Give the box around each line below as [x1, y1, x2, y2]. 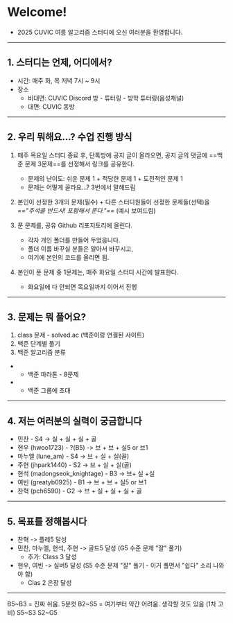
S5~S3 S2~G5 [16, 608, 58, 617]
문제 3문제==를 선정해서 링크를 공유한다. [24, 159, 135, 168]
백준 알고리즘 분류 [17, 348, 66, 357]
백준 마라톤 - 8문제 [27, 370, 79, 378]
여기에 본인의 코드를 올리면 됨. [27, 253, 110, 261]
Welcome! [7, 4, 67, 20]
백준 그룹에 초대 [27, 386, 71, 395]
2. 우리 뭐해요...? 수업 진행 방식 [7, 131, 132, 143]
